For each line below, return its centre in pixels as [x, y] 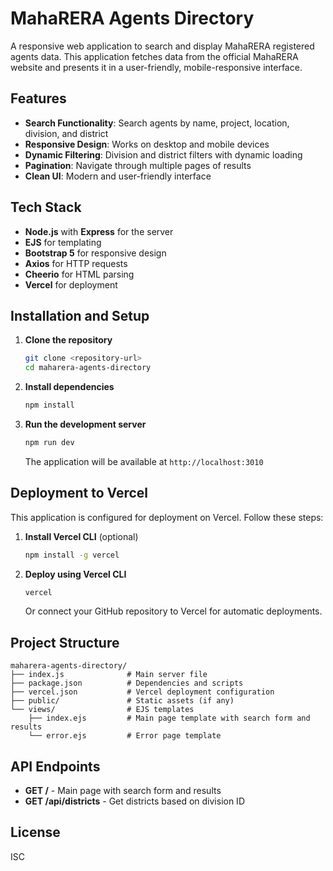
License [35, 832]
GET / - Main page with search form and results [123, 791]
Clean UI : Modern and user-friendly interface [118, 176]
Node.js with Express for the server [99, 231]
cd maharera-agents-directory [88, 368]
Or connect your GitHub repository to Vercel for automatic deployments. [173, 611]
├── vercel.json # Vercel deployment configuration [142, 692]
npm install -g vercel [72, 555]
